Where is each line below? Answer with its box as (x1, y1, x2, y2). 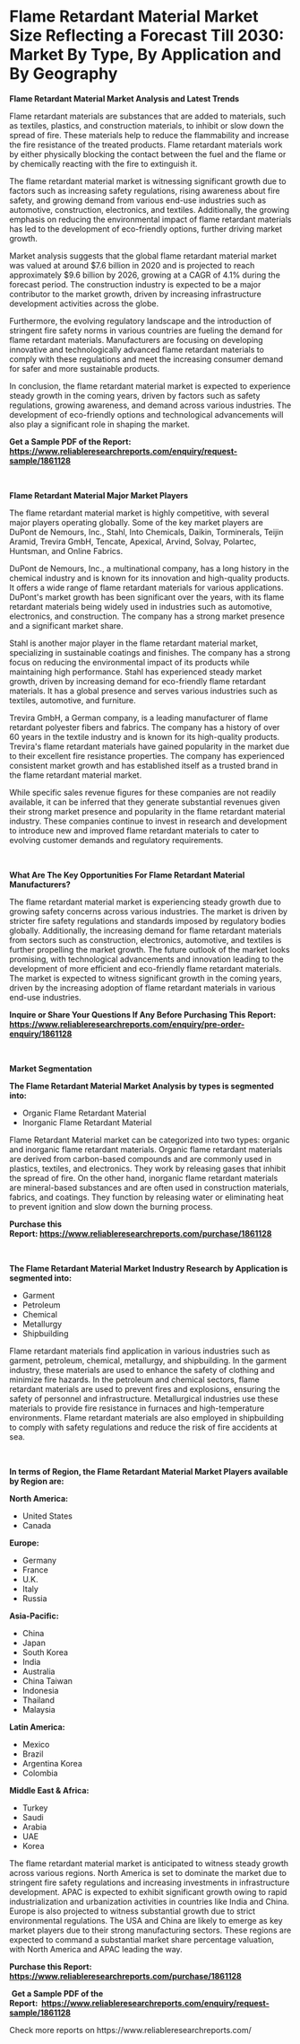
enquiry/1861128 (9, 1028, 73, 1039)
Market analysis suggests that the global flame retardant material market (9, 250, 278, 261)
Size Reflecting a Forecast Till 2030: (9, 25, 285, 46)
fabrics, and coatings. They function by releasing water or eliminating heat (9, 1192, 284, 1203)
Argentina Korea (21, 1758, 82, 1768)
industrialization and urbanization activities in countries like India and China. (9, 1896, 289, 1907)
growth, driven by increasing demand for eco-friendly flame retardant (9, 675, 267, 686)
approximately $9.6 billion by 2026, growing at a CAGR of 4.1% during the (9, 269, 280, 280)
